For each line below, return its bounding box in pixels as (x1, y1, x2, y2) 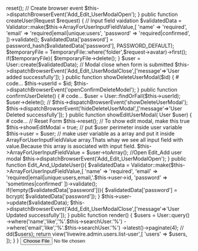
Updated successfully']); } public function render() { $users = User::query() (6, 211, 190, 219)
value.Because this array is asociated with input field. (6, 143, 136, 149)
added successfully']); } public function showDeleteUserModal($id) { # (6, 74, 179, 80)
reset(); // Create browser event (6, 5, 84, 11)
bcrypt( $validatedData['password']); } (6, 193, 100, 200)
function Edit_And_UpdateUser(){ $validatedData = (6, 161, 130, 168)
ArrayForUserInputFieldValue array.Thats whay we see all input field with (6, 136, 183, 143)
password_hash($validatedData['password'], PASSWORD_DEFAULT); (6, 43, 174, 49)
